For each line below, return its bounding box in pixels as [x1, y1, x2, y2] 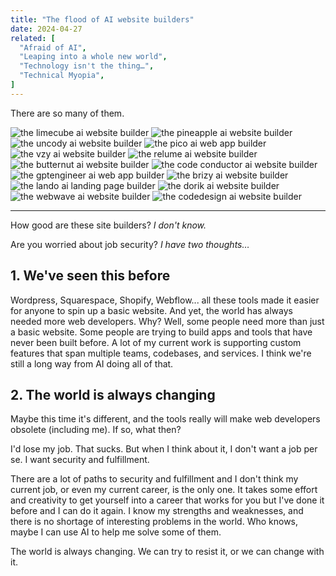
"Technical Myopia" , [19, 71, 105, 81]
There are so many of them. [10, 107, 125, 119]
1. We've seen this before [10, 267, 171, 285]
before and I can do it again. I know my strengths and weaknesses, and [10, 505, 304, 517]
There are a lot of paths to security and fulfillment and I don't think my [10, 473, 299, 485]
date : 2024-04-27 [10, 24, 83, 34]
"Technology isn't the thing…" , [19, 61, 155, 71]
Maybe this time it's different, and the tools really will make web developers [10, 413, 321, 425]
